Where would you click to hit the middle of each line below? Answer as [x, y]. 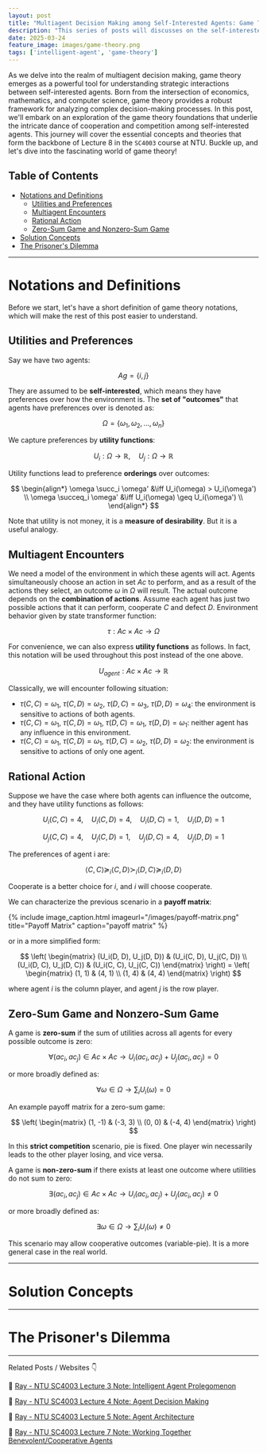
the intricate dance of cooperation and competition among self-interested [129, 126]
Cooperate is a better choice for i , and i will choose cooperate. [110, 887]
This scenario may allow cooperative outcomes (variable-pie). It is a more [129, 1243]
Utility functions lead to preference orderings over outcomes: [109, 473]
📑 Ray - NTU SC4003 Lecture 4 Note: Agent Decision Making [108, 1401]
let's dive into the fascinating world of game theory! [93, 151]
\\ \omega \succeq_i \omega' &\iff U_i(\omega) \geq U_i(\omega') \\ [133, 497]
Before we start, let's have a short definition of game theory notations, [123, 307]
